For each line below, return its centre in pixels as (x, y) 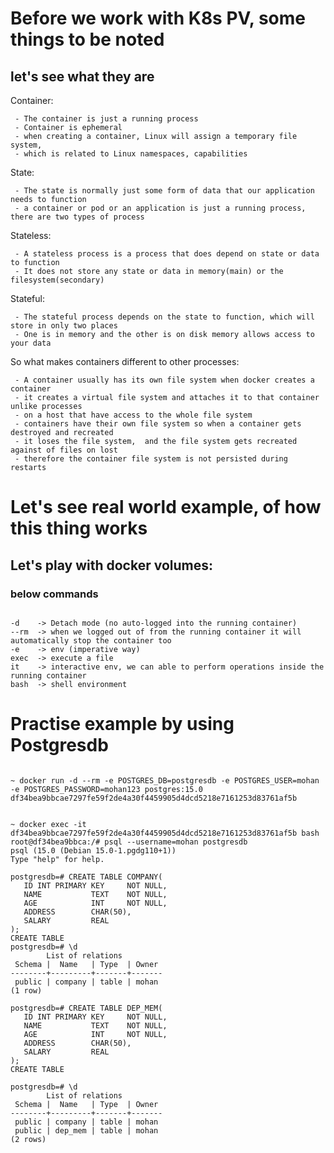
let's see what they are (82, 76)
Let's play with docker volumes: (111, 565)
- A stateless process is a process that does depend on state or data (167, 254)
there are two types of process (77, 217)
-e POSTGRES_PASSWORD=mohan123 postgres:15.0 (106, 789)
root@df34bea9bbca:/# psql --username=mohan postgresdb (129, 842)
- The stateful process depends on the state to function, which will (164, 317)
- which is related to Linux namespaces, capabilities (131, 154)
